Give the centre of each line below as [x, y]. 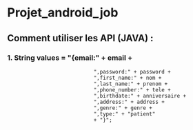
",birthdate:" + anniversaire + [140, 96]
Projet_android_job [63, 13]
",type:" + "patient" [124, 114]
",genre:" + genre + [123, 108]
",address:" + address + [129, 102]
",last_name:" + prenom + [131, 84]
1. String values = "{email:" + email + [70, 58]
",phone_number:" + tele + [132, 90]
